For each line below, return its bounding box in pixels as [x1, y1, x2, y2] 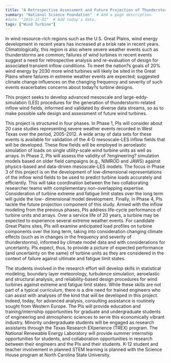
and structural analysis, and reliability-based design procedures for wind [5, 276, 158, 283]
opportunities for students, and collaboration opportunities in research [5, 336, 153, 342]
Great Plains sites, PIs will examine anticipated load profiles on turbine [5, 223, 153, 229]
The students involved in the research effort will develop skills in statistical [5, 265, 161, 271]
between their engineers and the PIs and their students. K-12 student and [5, 341, 159, 347]
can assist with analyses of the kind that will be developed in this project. [5, 292, 159, 298]
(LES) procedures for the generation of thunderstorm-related [27, 100, 156, 106]
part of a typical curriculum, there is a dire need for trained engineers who [5, 287, 161, 293]
